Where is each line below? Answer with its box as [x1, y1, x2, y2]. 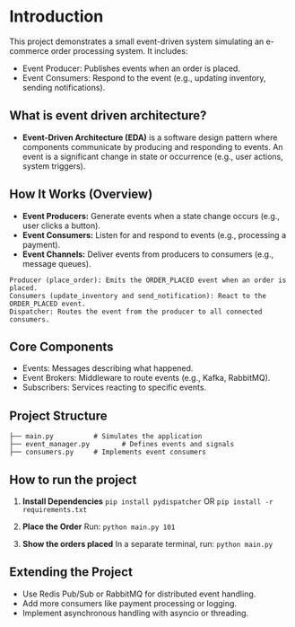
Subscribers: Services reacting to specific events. [22, 382, 207, 393]
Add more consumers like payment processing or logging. [22, 597, 238, 608]
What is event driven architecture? [9, 108, 207, 123]
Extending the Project [9, 564, 133, 580]
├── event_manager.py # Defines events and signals [9, 440, 235, 449]
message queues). [22, 258, 91, 269]
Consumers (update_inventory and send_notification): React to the [9, 291, 267, 300]
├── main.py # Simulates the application [9, 432, 203, 441]
